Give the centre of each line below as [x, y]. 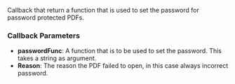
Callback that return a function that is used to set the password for [103, 10]
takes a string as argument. [57, 58]
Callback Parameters [44, 36]
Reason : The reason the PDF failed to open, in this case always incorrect [123, 66]
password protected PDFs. [46, 17]
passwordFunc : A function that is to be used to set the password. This [120, 51]
